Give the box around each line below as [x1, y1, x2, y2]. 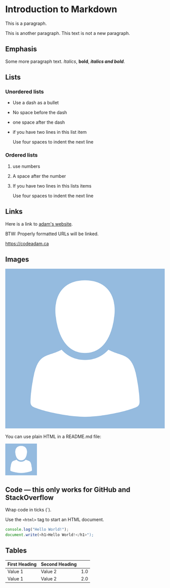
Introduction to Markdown [5, 4, 117, 15]
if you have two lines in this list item [12, 129, 87, 135]
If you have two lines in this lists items [12, 182, 92, 189]
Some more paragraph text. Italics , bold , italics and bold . [5, 58, 125, 64]
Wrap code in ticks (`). [5, 507, 52, 513]
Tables [5, 546, 27, 555]
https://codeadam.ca [5, 240, 49, 246]
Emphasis [5, 45, 37, 54]
